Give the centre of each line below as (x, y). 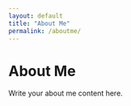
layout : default (36, 16)
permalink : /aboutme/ (45, 31)
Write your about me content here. (65, 93)
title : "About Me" (39, 23)
